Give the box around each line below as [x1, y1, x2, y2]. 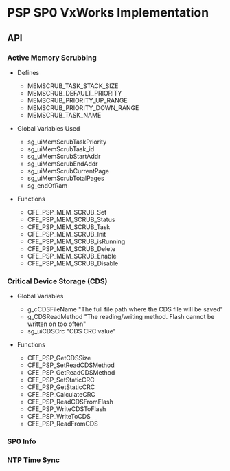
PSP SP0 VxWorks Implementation [7, 5, 209, 21]
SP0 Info [7, 437, 36, 446]
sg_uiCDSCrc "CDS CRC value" [27, 327, 117, 336]
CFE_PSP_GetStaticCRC [27, 383, 95, 391]
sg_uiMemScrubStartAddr [27, 152, 101, 160]
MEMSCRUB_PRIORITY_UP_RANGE [27, 96, 128, 105]
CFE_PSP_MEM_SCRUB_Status [27, 215, 115, 223]
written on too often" [27, 320, 87, 328]
